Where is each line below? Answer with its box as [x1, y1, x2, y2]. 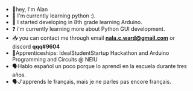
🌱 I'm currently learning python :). [11, 12, 96, 19]
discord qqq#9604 [11, 43, 60, 50]
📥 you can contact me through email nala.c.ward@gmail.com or [11, 34, 175, 42]
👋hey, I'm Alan [11, 6, 48, 13]
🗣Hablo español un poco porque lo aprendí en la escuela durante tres [11, 63, 187, 69]
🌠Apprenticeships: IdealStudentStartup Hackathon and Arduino [11, 49, 169, 57]
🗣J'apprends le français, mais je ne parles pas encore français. [11, 78, 172, 85]
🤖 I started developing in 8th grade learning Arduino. [11, 19, 143, 25]
